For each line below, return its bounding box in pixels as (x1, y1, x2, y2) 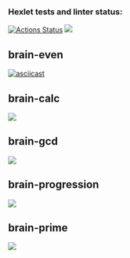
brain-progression (8, 178, 99, 191)
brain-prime (8, 221, 68, 234)
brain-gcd (8, 135, 59, 148)
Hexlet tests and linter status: (8, 6, 123, 17)
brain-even (8, 48, 64, 61)
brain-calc (8, 91, 60, 105)
